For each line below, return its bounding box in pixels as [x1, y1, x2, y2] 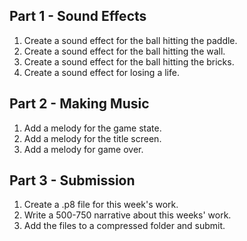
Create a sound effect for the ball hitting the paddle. [23, 34, 238, 46]
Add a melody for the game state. [23, 122, 162, 134]
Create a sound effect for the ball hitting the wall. [23, 45, 226, 57]
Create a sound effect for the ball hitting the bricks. [23, 55, 235, 68]
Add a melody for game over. [23, 143, 144, 155]
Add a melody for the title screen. [23, 132, 162, 144]
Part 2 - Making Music [9, 95, 150, 113]
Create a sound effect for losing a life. [23, 66, 180, 78]
